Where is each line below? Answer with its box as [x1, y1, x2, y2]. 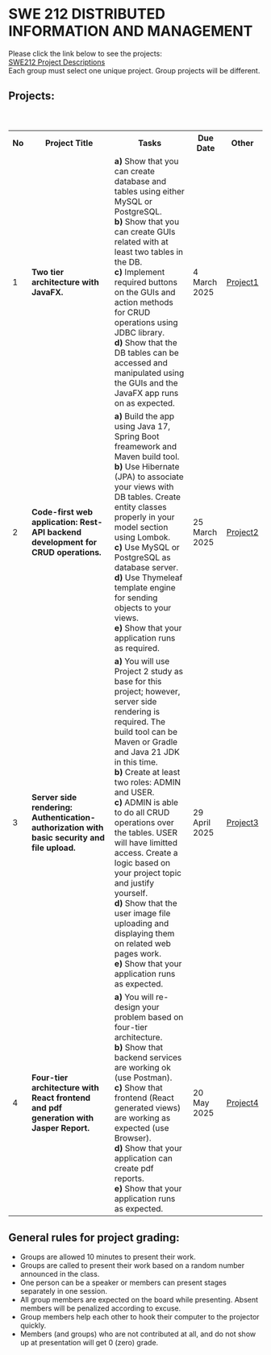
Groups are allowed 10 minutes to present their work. [19, 1252, 196, 1262]
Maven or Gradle [114, 736, 178, 748]
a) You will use [114, 656, 170, 667]
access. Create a [114, 848, 179, 859]
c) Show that [114, 1082, 163, 1094]
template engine [114, 582, 176, 594]
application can [114, 1153, 173, 1164]
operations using [114, 317, 179, 328]
